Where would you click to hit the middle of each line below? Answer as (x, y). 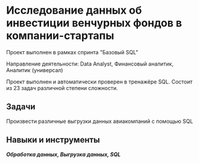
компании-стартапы (60, 36)
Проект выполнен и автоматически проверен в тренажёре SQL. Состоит (99, 82)
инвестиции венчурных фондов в (94, 23)
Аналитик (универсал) (35, 70)
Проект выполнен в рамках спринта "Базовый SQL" (72, 52)
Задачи (21, 107)
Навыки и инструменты (53, 140)
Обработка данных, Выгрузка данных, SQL (63, 154)
